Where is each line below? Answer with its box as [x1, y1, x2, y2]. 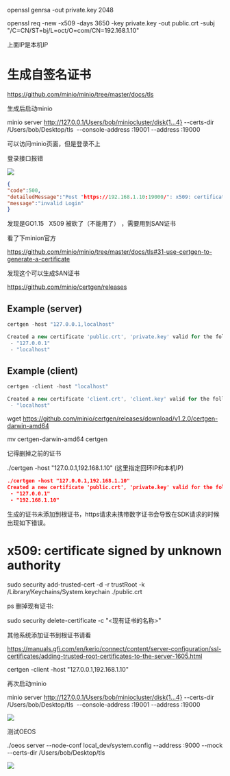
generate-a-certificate [7, 255, 71, 263]
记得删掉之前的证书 [7, 449, 62, 458]
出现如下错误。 [7, 518, 49, 527]
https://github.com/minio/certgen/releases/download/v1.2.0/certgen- [23, 414, 218, 423]
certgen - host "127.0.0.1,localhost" [7, 321, 115, 328]
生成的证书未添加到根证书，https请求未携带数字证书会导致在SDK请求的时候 [7, 510, 220, 518]
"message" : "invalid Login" [7, 200, 84, 207]
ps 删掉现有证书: [7, 602, 53, 610]
